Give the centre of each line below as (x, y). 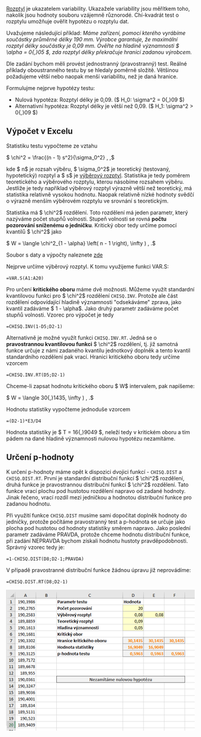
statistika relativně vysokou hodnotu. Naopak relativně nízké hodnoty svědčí (100, 194)
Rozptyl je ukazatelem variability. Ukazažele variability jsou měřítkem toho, (98, 9)
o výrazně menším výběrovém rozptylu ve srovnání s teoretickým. (87, 201)
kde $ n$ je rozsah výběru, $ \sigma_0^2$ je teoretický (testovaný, (88, 169)
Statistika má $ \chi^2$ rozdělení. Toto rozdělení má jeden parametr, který (97, 212)
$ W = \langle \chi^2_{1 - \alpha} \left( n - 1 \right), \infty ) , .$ (81, 243)
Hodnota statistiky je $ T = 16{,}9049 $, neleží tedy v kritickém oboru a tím (98, 432)
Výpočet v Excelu (39, 131)
